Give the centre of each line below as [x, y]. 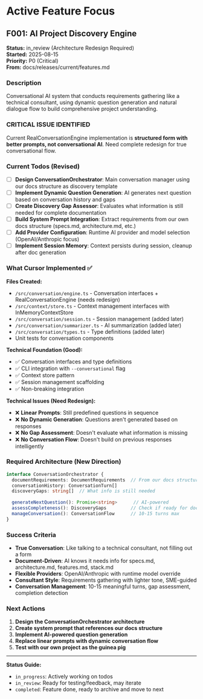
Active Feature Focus [61, 11]
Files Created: [24, 281]
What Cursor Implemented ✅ [49, 268]
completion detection [41, 593]
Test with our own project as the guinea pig [70, 648]
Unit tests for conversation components [64, 338]
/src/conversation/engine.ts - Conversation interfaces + [87, 293]
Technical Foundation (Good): [44, 349]
